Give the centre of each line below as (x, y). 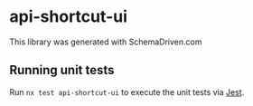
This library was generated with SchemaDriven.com (106, 42)
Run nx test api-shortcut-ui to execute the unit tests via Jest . (127, 92)
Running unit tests (62, 70)
